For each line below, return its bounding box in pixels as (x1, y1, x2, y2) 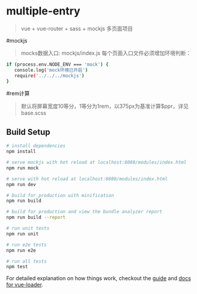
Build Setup (6, 127, 50, 137)
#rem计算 (6, 90, 30, 97)
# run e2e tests (6, 242, 47, 248)
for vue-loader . (6, 281, 44, 289)
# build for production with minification (6, 192, 114, 198)
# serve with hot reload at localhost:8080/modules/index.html (6, 176, 168, 182)
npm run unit (6, 231, 39, 237)
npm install (6, 149, 36, 155)
